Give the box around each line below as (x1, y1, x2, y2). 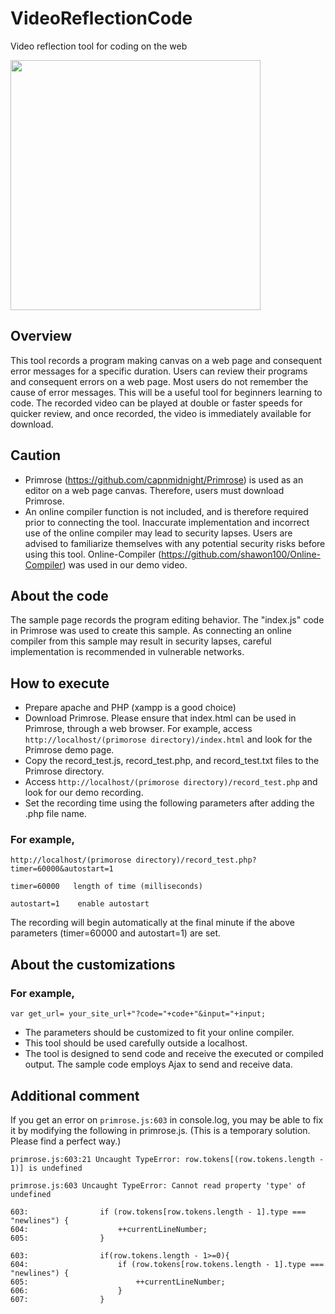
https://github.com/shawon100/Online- (161, 548, 321, 560)
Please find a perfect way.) (10, 1135, 122, 1147)
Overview (10, 328, 73, 345)
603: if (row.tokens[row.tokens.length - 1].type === (10, 1207, 307, 1217)
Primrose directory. (24, 765, 105, 777)
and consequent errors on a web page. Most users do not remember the (10, 375, 309, 387)
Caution (10, 447, 62, 464)
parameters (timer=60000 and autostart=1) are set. (10, 927, 222, 939)
